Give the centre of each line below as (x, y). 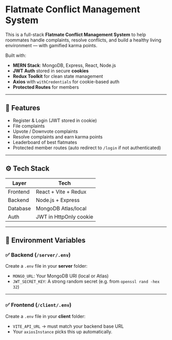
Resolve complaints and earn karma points (58, 136)
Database (19, 208)
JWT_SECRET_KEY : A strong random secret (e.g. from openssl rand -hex (86, 282)
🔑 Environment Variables (46, 240)
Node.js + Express (58, 200)
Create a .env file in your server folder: (47, 266)
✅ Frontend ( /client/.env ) (38, 305)
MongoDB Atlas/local (61, 208)
